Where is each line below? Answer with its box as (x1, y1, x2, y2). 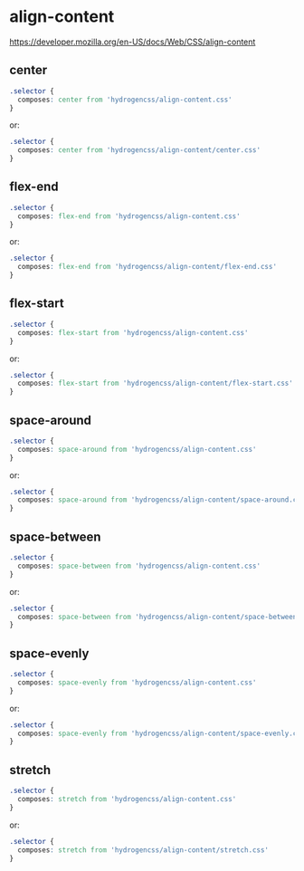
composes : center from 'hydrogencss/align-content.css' (17, 95, 233, 104)
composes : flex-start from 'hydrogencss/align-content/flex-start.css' (17, 378, 294, 388)
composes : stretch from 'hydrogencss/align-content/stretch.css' (17, 845, 270, 855)
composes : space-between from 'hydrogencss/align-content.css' (17, 561, 261, 570)
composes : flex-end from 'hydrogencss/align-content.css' (17, 211, 242, 221)
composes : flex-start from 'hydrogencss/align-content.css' (17, 328, 249, 337)
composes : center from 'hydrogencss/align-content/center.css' (17, 146, 261, 155)
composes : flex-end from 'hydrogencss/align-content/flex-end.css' (17, 263, 278, 272)
